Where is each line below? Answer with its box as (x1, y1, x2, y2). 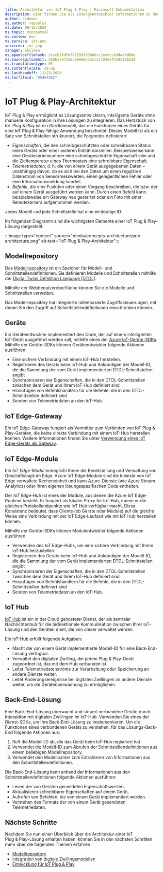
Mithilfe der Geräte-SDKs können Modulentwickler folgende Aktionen (5, 528, 144, 533)
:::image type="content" (5, 232, 53, 239)
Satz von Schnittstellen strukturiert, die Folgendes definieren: (5, 133, 128, 139)
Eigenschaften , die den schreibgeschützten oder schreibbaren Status (12, 142, 151, 148)
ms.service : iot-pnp (5, 39, 47, 44)
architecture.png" (5, 238, 40, 244)
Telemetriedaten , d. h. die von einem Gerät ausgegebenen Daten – (12, 163, 145, 169)
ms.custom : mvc (5, 35, 36, 39)
